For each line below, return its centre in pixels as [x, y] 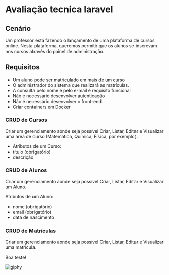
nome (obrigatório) [32, 207]
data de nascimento [33, 217]
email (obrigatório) [32, 212]
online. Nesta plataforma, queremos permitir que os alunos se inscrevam [81, 46]
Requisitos [22, 67]
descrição [23, 157]
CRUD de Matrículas [31, 231]
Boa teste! [16, 257]
